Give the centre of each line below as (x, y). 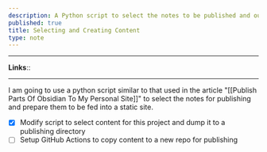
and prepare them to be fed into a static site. (81, 107)
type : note (26, 38)
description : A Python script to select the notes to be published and (129, 15)
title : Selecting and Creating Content (74, 30)
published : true (35, 23)
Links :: (19, 67)
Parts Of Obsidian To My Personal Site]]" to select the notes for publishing (130, 99)
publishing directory (52, 131)
